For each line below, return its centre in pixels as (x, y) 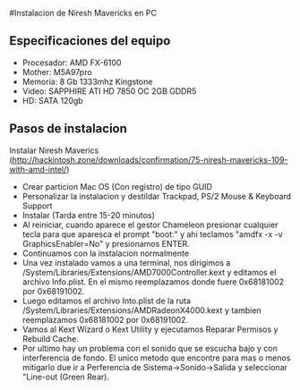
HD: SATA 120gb (52, 100)
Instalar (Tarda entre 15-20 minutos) (88, 215)
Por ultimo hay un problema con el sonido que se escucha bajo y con (150, 348)
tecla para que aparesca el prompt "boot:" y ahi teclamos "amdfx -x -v (153, 234)
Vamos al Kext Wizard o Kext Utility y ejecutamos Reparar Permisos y (150, 329)
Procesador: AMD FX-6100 (72, 63)
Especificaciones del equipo (90, 41)
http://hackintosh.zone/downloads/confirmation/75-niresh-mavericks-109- (150, 159)
